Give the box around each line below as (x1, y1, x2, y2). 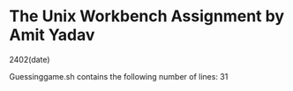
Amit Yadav (9, 25, 95, 45)
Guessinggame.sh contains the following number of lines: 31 (9, 71, 229, 81)
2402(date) (9, 54, 50, 64)
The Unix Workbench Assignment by (9, 6, 285, 27)
